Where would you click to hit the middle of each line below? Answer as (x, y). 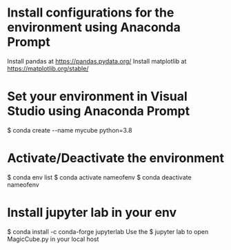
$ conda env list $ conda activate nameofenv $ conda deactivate (99, 177)
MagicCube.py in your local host (53, 239)
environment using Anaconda (94, 27)
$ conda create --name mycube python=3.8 (70, 130)
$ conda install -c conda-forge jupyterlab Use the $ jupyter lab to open (108, 231)
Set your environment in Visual (97, 96)
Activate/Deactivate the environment (116, 158)
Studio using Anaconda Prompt (99, 111)
